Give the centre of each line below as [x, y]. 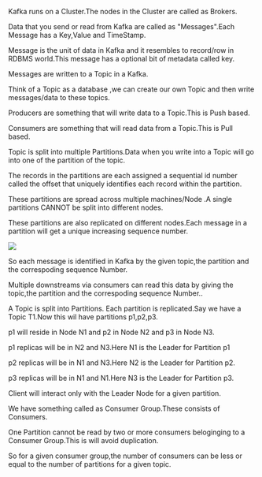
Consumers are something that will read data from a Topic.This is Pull [121, 128]
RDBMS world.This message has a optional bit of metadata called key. [122, 59]
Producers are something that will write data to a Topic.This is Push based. [129, 113]
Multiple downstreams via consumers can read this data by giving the [121, 285]
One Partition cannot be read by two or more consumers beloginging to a [127, 432]
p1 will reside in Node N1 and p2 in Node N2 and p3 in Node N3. [111, 332]
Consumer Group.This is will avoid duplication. [83, 440]
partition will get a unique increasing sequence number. [98, 231]
